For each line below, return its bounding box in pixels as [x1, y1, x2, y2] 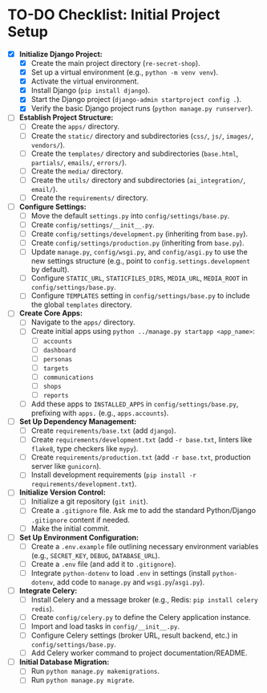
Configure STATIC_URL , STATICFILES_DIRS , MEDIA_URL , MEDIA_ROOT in [30, 273, 248, 283]
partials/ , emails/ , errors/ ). [30, 157, 127, 167]
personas [42, 355, 73, 363]
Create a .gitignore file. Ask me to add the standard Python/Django [30, 506, 257, 516]
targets [42, 364, 69, 373]
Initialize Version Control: [18, 487, 106, 497]
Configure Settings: [18, 202, 87, 211]
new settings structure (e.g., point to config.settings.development [30, 256, 250, 266]
